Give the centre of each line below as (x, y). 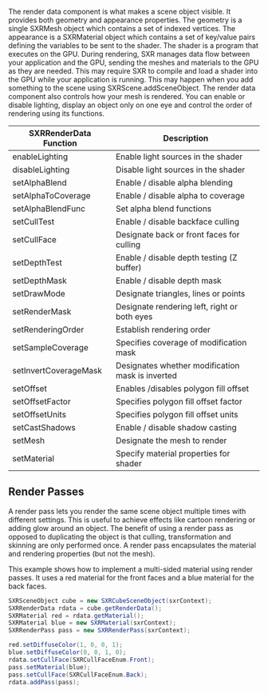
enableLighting (40, 157)
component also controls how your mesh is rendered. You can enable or (127, 96)
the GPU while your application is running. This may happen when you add (131, 80)
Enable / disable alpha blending (174, 183)
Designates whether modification (177, 365)
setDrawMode (39, 293)
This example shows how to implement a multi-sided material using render (131, 569)
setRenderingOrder (48, 329)
